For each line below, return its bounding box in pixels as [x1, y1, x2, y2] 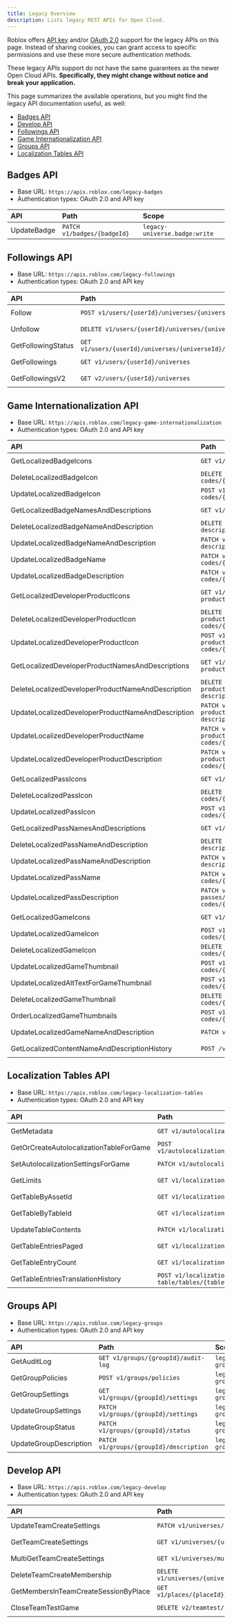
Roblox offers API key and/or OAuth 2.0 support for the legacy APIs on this [7, 35, 220, 44]
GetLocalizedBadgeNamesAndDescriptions [10, 505, 152, 515]
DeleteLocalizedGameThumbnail [10, 994, 116, 1004]
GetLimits [10, 1175, 41, 1185]
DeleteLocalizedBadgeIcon [10, 472, 98, 482]
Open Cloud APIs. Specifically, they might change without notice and [7, 71, 209, 80]
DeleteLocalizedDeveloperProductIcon [10, 614, 137, 624]
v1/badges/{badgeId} [61, 230, 130, 238]
